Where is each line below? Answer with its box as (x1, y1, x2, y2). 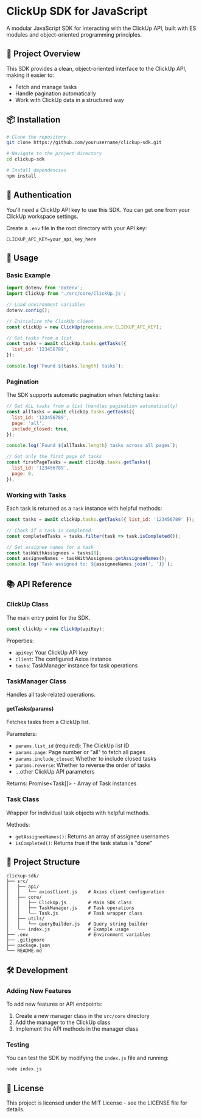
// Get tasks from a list (6, 335, 72, 341)
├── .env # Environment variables (6, 932, 151, 938)
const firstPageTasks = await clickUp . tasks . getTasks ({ (6, 459, 151, 465)
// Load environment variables (6, 302, 86, 308)
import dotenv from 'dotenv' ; (6, 285, 83, 291)
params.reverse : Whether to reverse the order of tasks (15, 761, 151, 769)
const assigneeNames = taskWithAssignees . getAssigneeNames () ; (6, 556, 167, 562)
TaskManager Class (6, 677, 67, 685)
